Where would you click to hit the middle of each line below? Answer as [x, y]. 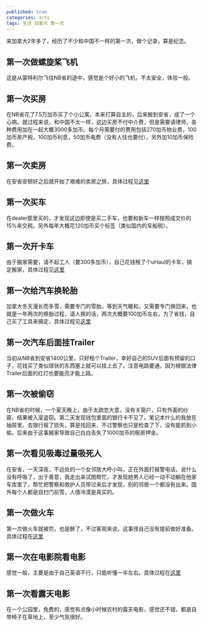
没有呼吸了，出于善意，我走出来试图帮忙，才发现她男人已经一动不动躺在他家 [101, 476]
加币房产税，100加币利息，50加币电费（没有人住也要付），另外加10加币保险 [100, 137]
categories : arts [28, 18]
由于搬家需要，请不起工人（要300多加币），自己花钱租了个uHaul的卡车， [97, 262]
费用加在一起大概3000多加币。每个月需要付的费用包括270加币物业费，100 [104, 130]
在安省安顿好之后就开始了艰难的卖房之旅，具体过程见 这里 [78, 181]
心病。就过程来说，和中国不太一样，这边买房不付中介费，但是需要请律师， [99, 122]
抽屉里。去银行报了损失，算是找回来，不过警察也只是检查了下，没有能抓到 [99, 425]
